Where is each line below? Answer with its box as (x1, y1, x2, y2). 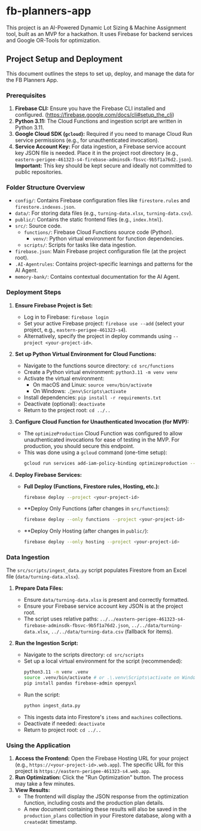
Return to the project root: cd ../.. (23, 406, 111, 413)
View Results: (14, 787, 50, 794)
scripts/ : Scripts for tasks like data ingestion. (23, 241, 136, 249)
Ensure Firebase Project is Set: (14, 302, 93, 309)
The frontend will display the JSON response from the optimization (23, 793, 188, 800)
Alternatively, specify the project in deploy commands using (23, 332, 172, 339)
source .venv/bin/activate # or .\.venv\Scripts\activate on (23, 675, 179, 681)
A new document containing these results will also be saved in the (23, 806, 187, 813)
